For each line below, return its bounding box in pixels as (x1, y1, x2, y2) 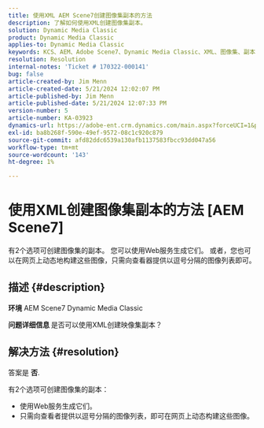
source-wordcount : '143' (8, 151, 90, 158)
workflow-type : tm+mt (8, 143, 79, 151)
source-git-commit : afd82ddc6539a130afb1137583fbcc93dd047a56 (8, 136, 216, 144)
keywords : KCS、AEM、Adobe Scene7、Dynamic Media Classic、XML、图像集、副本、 (8, 48, 262, 56)
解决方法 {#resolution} (8, 345, 119, 359)
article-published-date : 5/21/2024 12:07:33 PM (8, 99, 167, 107)
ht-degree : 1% (8, 158, 55, 166)
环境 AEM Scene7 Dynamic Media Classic (8, 303, 143, 312)
